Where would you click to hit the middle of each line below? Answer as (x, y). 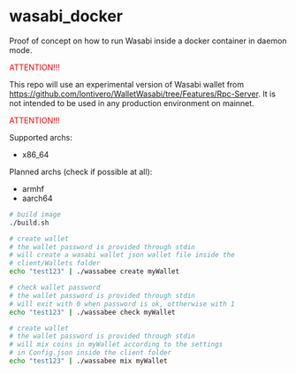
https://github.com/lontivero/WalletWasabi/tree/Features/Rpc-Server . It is (143, 94)
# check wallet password (55, 288)
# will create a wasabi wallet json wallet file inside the (122, 255)
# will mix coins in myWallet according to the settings (116, 345)
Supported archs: (41, 137)
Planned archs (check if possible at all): (81, 172)
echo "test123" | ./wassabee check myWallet (92, 312)
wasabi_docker (66, 16)
